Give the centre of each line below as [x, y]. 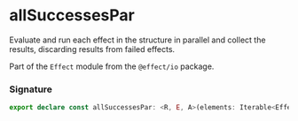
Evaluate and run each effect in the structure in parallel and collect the [137, 40]
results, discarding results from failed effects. [92, 49]
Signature [31, 89]
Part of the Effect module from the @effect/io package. [112, 66]
